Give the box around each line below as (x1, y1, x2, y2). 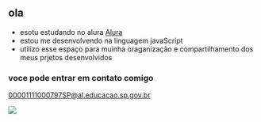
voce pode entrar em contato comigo (8, 72, 154, 83)
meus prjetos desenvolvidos (19, 52, 113, 62)
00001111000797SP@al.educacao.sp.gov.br (8, 90, 151, 100)
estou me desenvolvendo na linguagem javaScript (19, 36, 183, 45)
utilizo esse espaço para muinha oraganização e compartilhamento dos (19, 44, 254, 54)
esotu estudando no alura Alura (19, 27, 123, 36)
